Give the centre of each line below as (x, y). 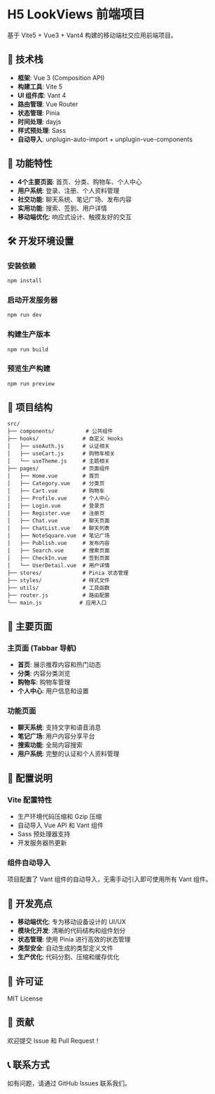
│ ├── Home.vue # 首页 (53, 476)
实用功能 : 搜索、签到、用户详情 (62, 208)
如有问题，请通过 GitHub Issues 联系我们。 (69, 1083)
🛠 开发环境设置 (41, 240)
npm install (25, 281)
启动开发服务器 (33, 301)
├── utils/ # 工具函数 (58, 588)
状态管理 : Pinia (39, 112)
